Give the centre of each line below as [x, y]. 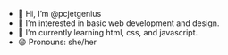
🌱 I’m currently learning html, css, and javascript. [108, 32]
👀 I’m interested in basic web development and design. [118, 23]
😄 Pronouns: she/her [57, 42]
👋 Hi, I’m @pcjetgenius [59, 14]
